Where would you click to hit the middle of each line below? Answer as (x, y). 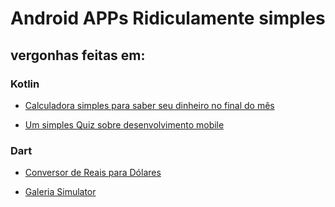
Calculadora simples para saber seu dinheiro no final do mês (149, 105)
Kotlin (25, 84)
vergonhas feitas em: (78, 55)
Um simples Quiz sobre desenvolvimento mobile (124, 124)
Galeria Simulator (60, 192)
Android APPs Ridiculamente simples (168, 18)
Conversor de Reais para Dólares (93, 173)
